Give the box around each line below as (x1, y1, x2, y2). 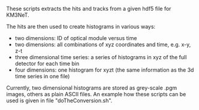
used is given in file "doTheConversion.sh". (6, 97, 113, 104)
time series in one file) (14, 73, 70, 80)
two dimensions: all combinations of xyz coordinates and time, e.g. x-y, (14, 41, 191, 48)
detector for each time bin (14, 60, 80, 67)
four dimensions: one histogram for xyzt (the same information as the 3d (14, 66, 194, 74)
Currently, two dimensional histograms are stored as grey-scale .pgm (6, 84, 177, 91)
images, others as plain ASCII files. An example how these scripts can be (6, 91, 186, 97)
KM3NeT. (6, 11, 29, 19)
